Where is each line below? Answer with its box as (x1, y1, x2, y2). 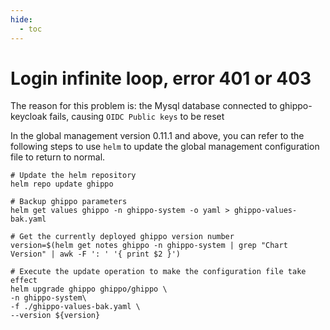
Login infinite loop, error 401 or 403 (10, 67, 312, 90)
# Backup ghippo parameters (10, 197, 128, 207)
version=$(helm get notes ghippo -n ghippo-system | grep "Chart (10, 241, 288, 251)
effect (10, 276, 38, 286)
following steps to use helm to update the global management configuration (10, 141, 320, 153)
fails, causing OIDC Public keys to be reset (49, 111, 225, 123)
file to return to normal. (10, 151, 106, 163)
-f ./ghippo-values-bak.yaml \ (10, 302, 141, 312)
